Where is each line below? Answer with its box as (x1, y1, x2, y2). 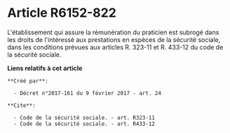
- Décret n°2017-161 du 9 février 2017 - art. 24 (13, 90, 161, 97)
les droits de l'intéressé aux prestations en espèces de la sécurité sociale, (7, 35, 221, 43)
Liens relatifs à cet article (7, 64, 83, 72)
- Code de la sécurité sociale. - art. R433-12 (13, 120, 156, 127)
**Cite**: (7, 101, 36, 109)
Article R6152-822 (7, 5, 117, 21)
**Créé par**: (7, 77, 49, 85)
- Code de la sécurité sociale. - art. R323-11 (13, 114, 156, 121)
